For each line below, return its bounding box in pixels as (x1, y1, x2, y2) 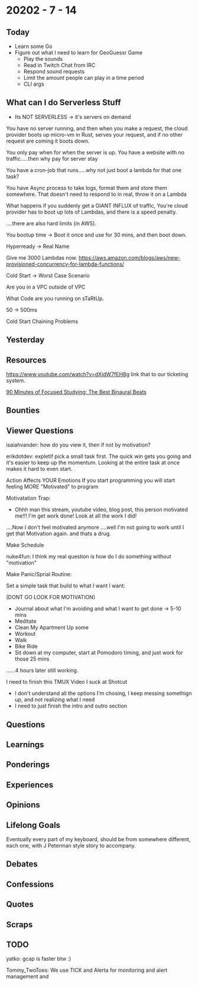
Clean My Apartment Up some (14, 624, 89, 631)
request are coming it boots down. (6, 137, 90, 144)
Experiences (6, 780, 54, 790)
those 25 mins (14, 655, 50, 662)
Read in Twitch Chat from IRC (23, 62, 96, 69)
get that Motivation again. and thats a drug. (6, 530, 111, 537)
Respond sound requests (23, 68, 85, 75)
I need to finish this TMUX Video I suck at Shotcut (6, 678, 128, 686)
